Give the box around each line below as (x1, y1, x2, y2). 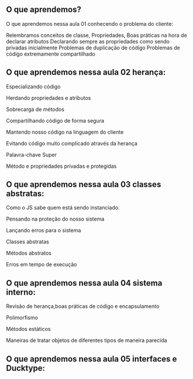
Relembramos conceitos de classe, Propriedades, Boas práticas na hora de (6, 32, 187, 39)
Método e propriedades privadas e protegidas (6, 163, 117, 170)
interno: (6, 287, 36, 297)
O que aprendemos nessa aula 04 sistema (6, 278, 163, 288)
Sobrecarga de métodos (6, 106, 64, 113)
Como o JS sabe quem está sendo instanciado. (6, 204, 120, 211)
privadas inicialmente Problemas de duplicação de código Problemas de (6, 44, 180, 51)
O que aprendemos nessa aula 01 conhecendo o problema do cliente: (6, 20, 174, 27)
